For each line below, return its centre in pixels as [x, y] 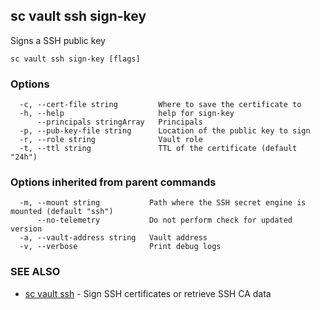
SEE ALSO [35, 272]
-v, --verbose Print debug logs [120, 247]
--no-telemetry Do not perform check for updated [164, 220]
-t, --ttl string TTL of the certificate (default [158, 149]
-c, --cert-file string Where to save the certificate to [160, 105]
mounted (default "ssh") [62, 212]
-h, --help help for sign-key [127, 114]
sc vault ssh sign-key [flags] [75, 59]
